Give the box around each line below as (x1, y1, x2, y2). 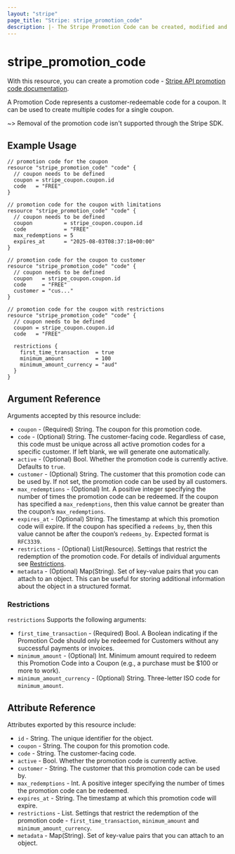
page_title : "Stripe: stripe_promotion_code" (7, 17, 142, 24)
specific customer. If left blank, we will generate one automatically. (17, 447, 210, 456)
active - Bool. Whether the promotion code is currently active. (17, 757, 198, 765)
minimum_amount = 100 (20, 355, 112, 362)
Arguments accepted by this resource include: (7, 411, 141, 419)
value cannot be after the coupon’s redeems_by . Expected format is (17, 529, 209, 538)
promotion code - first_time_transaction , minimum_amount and (17, 817, 199, 825)
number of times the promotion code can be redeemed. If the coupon (17, 492, 219, 500)
